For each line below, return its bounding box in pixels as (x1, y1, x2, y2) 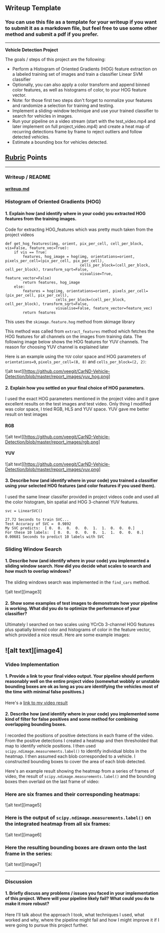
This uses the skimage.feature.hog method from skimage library (5, 319, 135, 325)
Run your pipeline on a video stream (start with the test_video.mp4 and (12, 118, 156, 124)
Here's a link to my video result (5, 700, 68, 706)
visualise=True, (80, 272, 113, 277)
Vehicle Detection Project (5, 47, 58, 53)
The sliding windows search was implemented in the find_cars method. (5, 579, 150, 585)
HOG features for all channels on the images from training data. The (5, 334, 142, 340)
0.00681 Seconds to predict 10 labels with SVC (5, 534, 105, 539)
